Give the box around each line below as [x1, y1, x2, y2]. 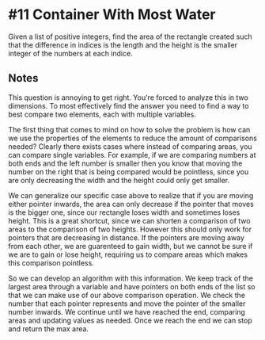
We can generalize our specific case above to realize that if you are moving [8, 190, 254, 200]
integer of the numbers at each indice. [8, 48, 133, 58]
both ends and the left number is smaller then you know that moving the [8, 159, 243, 168]
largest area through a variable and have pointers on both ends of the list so [8, 281, 256, 291]
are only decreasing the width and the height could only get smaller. [8, 175, 230, 185]
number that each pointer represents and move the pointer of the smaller [8, 299, 246, 308]
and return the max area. [8, 323, 89, 334]
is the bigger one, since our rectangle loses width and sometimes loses [8, 208, 240, 217]
